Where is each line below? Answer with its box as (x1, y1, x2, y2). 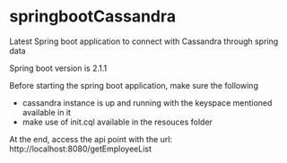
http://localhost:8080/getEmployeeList (9, 143, 152, 154)
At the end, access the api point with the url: (9, 133, 173, 144)
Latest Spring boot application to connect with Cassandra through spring (9, 36, 279, 47)
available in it (22, 107, 72, 117)
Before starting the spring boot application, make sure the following (9, 80, 258, 90)
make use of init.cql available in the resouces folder (22, 116, 213, 127)
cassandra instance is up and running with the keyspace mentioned (22, 97, 273, 108)
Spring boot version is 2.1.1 (9, 63, 108, 73)
